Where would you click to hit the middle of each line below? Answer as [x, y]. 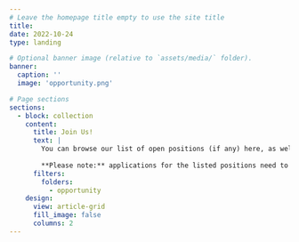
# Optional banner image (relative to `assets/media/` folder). [131, 59]
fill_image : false [67, 215]
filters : [49, 173]
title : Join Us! [63, 133]
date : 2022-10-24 [41, 34]
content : [41, 124]
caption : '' [40, 75]
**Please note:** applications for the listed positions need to [165, 165]
